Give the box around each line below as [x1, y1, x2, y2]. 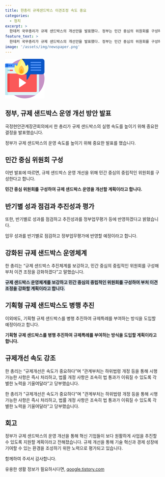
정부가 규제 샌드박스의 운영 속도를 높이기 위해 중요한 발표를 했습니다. [5, 140, 136, 146]
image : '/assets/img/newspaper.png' [5, 44, 80, 49]
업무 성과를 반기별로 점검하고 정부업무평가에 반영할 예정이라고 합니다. [5, 233, 137, 239]
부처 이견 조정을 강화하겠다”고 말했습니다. [5, 269, 84, 275]
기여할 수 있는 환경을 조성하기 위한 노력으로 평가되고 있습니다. [5, 445, 123, 451]
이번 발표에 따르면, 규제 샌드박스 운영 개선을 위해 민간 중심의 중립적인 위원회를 [5, 170, 155, 176]
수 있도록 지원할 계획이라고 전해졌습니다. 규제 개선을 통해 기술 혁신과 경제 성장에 [5, 439, 159, 445]
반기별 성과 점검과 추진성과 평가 [5, 202, 95, 211]
